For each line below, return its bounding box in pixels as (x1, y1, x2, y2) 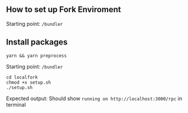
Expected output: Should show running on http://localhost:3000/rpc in (6, 95, 182, 102)
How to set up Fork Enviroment (6, 5, 122, 15)
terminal (6, 101, 26, 108)
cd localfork (6, 74, 38, 80)
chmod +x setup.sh (6, 79, 51, 85)
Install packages (6, 37, 68, 47)
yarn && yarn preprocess (6, 53, 67, 59)
